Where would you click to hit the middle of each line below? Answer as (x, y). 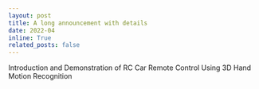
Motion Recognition (40, 76)
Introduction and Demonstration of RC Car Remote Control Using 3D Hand (130, 68)
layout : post (30, 15)
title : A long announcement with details (78, 23)
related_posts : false (44, 45)
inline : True (30, 38)
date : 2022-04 (32, 30)
